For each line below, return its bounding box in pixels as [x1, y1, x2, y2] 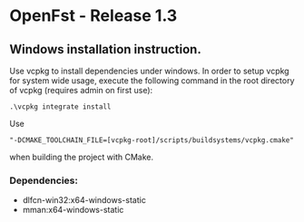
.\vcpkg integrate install [9, 102, 112, 111]
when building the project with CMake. [9, 151, 154, 162]
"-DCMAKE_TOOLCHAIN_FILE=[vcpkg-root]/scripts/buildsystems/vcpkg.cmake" [9, 136, 295, 145]
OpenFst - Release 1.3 [9, 5, 178, 26]
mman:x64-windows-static [22, 205, 124, 216]
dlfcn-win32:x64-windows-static [22, 195, 147, 206]
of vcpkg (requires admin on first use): [9, 85, 153, 95]
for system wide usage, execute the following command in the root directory [9, 75, 295, 86]
